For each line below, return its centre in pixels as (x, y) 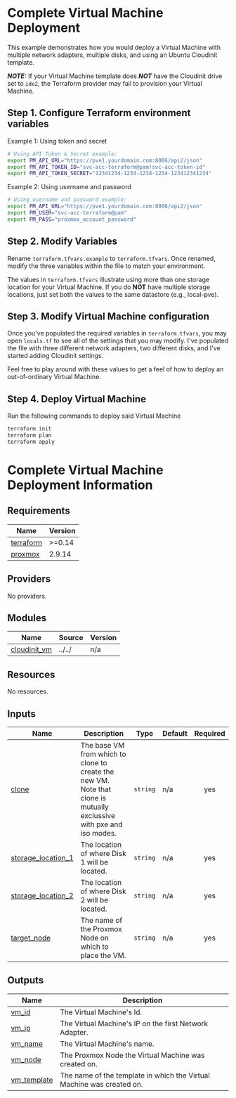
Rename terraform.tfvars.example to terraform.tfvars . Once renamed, (111, 258)
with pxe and (101, 824)
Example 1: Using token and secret (57, 141)
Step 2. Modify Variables (63, 242)
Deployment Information (80, 485)
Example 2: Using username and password (69, 187)
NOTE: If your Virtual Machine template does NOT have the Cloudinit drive (115, 76)
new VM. (95, 781)
